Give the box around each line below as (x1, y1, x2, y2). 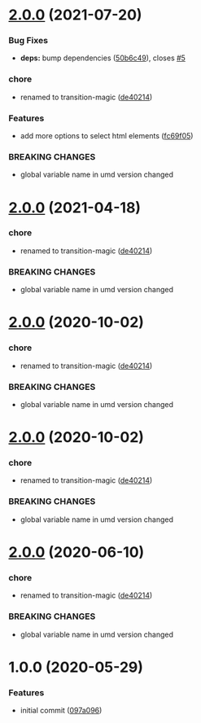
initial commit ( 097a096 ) (20, 705, 103, 715)
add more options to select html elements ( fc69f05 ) (20, 131, 194, 141)
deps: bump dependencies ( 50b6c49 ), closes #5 (20, 53, 186, 63)
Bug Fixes (8, 35, 49, 46)
